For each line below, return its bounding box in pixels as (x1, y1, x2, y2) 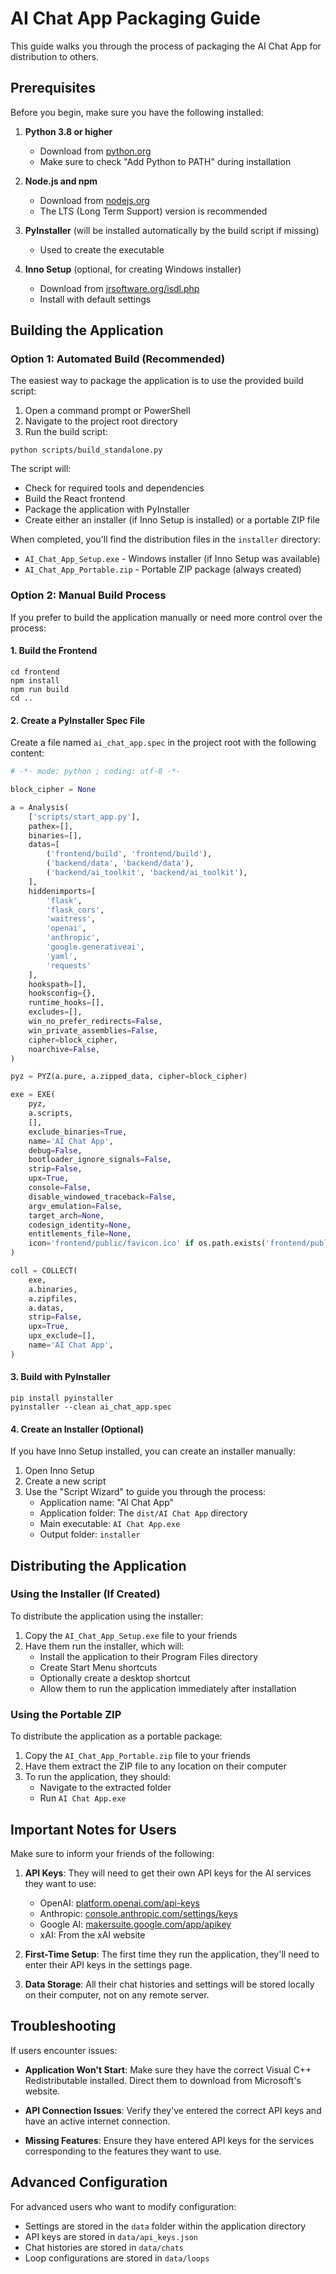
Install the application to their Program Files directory (39, 1650, 259, 1662)
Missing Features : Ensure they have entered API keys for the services (24, 2134, 315, 2146)
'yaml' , (46, 951, 78, 961)
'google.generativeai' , (46, 942, 145, 952)
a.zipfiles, (28, 1293, 78, 1304)
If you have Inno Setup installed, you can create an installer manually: (10, 1445, 297, 1457)
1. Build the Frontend (10, 645, 98, 657)
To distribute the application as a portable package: (10, 1730, 223, 1742)
